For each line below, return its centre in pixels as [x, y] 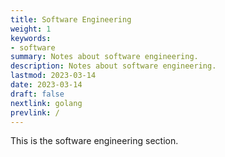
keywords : [31, 38]
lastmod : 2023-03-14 [53, 76]
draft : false [37, 94]
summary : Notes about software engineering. [104, 57]
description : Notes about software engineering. [113, 66]
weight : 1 [31, 29]
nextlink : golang [46, 103]
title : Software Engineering [71, 19]
